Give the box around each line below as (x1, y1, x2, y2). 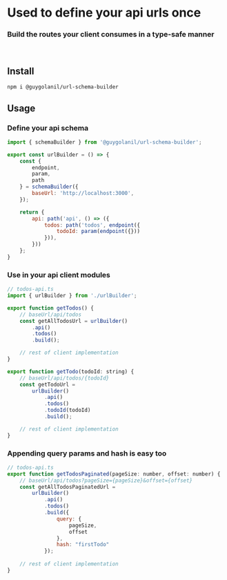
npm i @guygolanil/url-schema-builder (7, 84, 119, 91)
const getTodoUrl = (19, 381, 76, 388)
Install (7, 65, 34, 77)
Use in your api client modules (7, 270, 110, 279)
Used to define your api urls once (7, 5, 201, 21)
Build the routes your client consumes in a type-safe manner (7, 30, 215, 39)
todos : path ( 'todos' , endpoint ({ (43, 221, 140, 229)
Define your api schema (7, 123, 89, 133)
